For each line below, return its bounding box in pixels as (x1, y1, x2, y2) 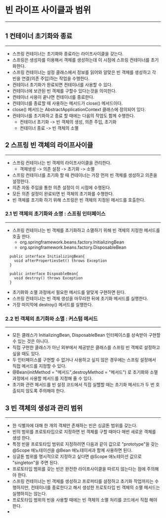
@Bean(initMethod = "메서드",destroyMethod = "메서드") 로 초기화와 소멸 (12, 369, 158, 375)
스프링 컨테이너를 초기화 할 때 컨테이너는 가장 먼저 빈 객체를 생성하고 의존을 (12, 172, 158, 178)
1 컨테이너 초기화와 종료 (5, 32, 73, 40)
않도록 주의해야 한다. (25, 388, 66, 394)
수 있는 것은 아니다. (12, 338, 49, 345)
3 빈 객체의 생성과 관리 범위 (5, 403, 83, 412)
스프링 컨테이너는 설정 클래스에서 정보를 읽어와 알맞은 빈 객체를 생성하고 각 (12, 69, 157, 75)
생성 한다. (12, 435, 31, 441)
